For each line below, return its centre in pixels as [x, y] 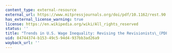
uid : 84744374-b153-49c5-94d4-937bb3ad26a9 [52, 38]
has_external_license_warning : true [44, 19]
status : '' [17, 29]
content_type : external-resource [41, 10]
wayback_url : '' [23, 43]
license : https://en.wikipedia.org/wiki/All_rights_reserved [72, 24]
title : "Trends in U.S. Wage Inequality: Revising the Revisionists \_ [82, 33]
